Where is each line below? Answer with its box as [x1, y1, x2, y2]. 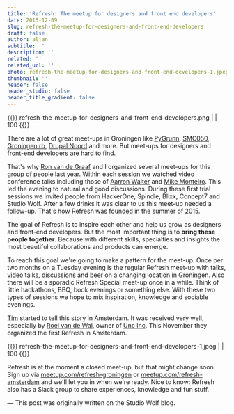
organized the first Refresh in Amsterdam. [7, 328, 127, 337]
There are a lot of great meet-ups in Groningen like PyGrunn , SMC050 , [7, 134, 210, 143]
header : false [7, 81, 49, 88]
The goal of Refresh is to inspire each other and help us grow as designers [7, 221, 221, 228]
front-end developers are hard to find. [7, 149, 116, 157]
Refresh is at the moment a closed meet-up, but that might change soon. [7, 363, 216, 371]
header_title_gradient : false [7, 95, 95, 102]
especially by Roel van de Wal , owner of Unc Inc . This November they [7, 321, 208, 329]
